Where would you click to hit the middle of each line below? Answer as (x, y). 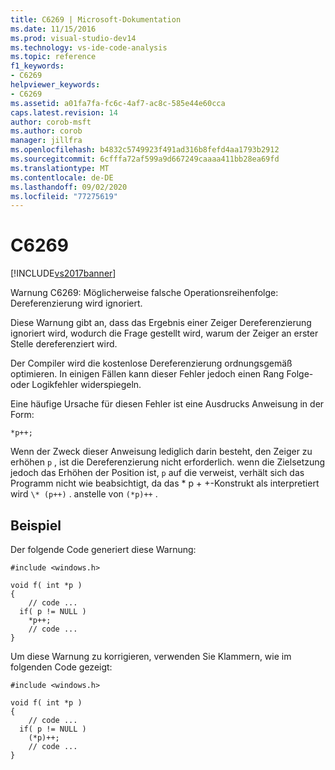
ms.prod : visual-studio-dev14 (73, 38)
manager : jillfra (46, 141)
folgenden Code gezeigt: (61, 667)
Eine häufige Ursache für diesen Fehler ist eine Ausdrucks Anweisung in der (167, 404)
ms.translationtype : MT (60, 168)
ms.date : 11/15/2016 (53, 29)
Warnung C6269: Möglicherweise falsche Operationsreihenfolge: (144, 293)
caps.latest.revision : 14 (64, 112)
